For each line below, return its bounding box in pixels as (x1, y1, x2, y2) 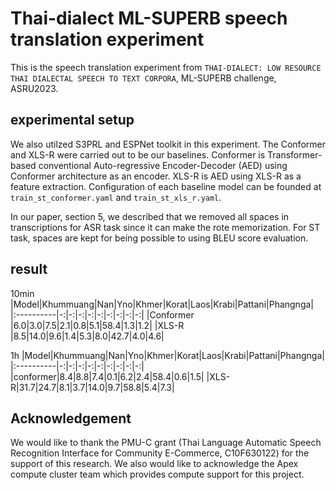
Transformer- (267, 148, 323, 161)
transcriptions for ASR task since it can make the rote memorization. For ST (10, 221, 321, 233)
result (10, 261, 48, 278)
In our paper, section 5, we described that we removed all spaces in (10, 210, 290, 222)
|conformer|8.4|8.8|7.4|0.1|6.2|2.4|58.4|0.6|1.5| (10, 370, 205, 382)
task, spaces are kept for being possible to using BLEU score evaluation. (10, 232, 309, 244)
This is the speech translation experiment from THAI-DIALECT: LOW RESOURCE (10, 61, 322, 73)
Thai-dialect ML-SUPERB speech (10, 7, 288, 30)
